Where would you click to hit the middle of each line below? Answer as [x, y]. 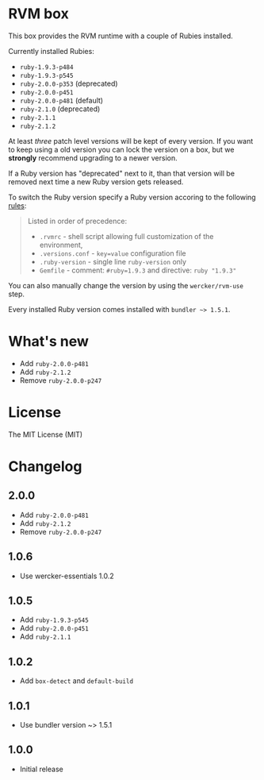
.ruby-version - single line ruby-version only [113, 261]
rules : [17, 205]
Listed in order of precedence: [77, 221]
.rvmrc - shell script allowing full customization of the [126, 236]
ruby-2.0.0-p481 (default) [61, 100]
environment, [61, 245]
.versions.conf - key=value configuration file [113, 253]
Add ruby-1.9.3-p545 [54, 620]
